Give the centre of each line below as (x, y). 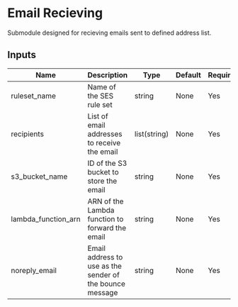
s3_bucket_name (39, 177)
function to (106, 219)
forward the (107, 228)
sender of (104, 274)
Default (189, 74)
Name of (102, 86)
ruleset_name (34, 96)
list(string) (152, 134)
